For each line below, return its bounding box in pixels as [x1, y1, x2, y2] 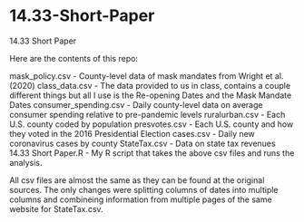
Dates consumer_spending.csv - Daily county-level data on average [9, 99, 263, 110]
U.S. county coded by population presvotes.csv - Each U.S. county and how [9, 119, 294, 130]
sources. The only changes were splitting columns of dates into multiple [9, 184, 279, 195]
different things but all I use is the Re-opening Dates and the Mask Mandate [9, 90, 292, 101]
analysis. [9, 157, 43, 168]
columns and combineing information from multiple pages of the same [9, 194, 272, 205]
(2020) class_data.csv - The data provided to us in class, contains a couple [9, 80, 291, 91]
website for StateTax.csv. [9, 203, 103, 214]
